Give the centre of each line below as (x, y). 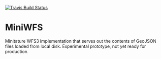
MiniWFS (24, 28)
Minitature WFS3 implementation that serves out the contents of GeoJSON (81, 41)
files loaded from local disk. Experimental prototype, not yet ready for (76, 46)
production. (17, 51)
